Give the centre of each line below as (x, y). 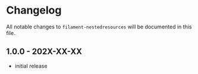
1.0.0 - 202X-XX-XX (44, 52)
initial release (31, 66)
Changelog (34, 10)
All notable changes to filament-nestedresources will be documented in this (99, 27)
